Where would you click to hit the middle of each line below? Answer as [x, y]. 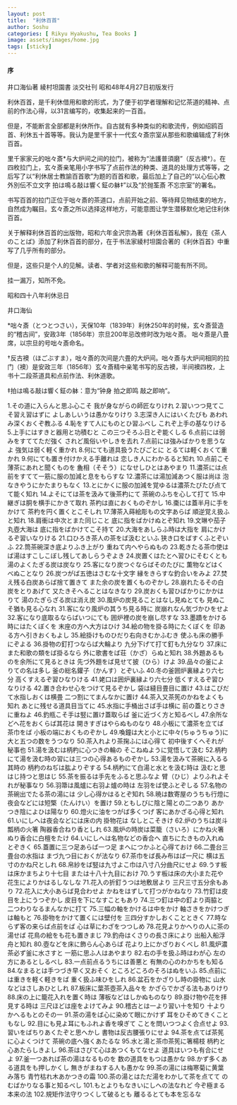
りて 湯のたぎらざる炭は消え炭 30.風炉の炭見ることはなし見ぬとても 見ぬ [113, 600]
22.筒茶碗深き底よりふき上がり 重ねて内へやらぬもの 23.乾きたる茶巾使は [122, 547]
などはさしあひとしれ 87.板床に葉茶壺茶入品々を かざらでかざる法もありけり [118, 988]
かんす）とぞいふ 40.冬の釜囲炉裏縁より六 [156, 671]
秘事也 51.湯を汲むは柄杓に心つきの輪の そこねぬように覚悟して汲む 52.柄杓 [117, 750]
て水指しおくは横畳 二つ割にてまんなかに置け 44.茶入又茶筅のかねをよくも [116, 697]
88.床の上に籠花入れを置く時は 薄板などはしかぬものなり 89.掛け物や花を [114, 997]
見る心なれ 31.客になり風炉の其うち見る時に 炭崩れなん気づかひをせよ [127, 609]
